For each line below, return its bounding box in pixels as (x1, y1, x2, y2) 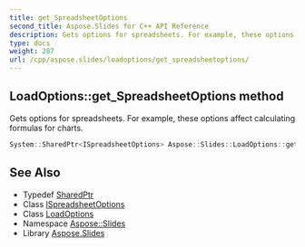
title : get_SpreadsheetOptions (9, 13, 128, 23)
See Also (9, 165, 61, 181)
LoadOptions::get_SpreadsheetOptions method (9, 89, 284, 104)
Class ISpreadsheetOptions (22, 198, 125, 209)
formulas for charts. (9, 122, 84, 133)
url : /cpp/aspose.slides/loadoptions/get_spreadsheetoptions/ (9, 55, 250, 64)
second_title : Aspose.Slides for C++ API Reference (9, 22, 209, 31)
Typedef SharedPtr (22, 189, 94, 200)
